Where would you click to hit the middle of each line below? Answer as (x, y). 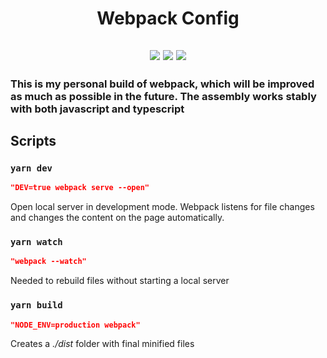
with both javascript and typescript (97, 109)
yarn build (36, 305)
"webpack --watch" (48, 262)
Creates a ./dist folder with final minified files (102, 344)
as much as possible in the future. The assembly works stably (163, 96)
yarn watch (36, 241)
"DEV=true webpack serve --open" (80, 188)
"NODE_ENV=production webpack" (75, 325)
